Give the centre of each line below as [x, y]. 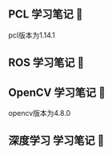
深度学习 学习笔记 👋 [56, 141]
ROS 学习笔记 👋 [46, 63]
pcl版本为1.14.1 [32, 35]
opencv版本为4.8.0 [40, 113]
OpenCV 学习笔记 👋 [57, 92]
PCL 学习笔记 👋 [46, 14]
